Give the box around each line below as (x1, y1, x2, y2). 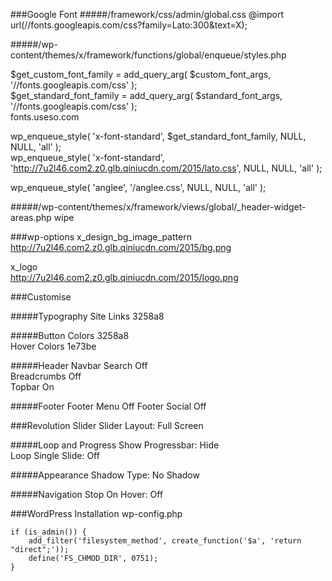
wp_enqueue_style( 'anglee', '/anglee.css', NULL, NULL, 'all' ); (10, 182, 267, 193)
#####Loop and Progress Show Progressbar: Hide (10, 439, 220, 451)
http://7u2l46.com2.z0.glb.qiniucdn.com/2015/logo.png (10, 272, 239, 283)
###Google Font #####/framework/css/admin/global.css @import (10, 9, 285, 20)
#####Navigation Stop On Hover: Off (10, 489, 164, 500)
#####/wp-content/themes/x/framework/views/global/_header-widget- (10, 201, 307, 213)
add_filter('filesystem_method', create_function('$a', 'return (28, 536, 302, 546)
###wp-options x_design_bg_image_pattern (10, 231, 192, 243)
